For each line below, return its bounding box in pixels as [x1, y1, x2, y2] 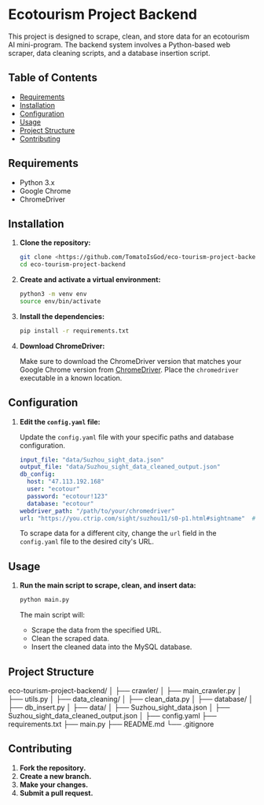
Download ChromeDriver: [19, 341, 105, 351]
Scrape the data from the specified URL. [31, 625, 163, 635]
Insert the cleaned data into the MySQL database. [31, 642, 192, 651]
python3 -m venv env [19, 290, 87, 299]
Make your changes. [19, 780, 89, 789]
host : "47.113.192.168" [27, 478, 104, 486]
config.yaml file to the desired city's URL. [19, 537, 155, 547]
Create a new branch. [19, 771, 92, 781]
